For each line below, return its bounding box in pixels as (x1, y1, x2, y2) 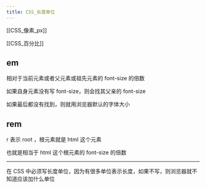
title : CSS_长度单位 (6, 9, 55, 15)
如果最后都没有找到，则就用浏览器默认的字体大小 (6, 100, 130, 108)
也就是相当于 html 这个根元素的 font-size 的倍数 (6, 149, 127, 156)
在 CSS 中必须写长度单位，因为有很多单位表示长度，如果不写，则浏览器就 (6, 168, 193, 175)
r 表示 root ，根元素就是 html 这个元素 (6, 136, 102, 143)
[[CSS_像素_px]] (6, 26, 47, 34)
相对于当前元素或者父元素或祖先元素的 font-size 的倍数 (6, 75, 145, 82)
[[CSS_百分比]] (6, 39, 44, 47)
